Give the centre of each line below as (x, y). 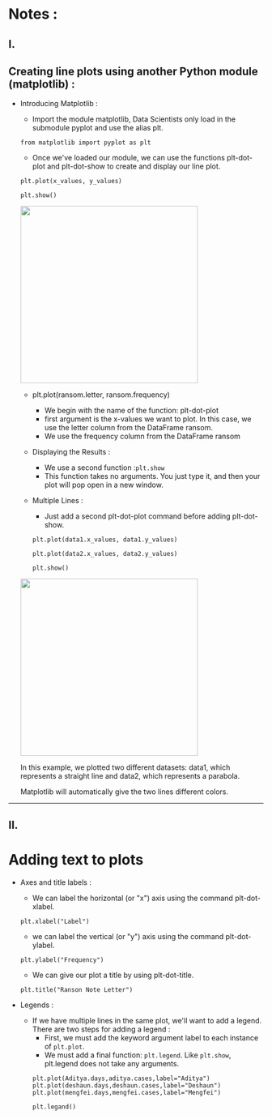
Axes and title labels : (55, 882)
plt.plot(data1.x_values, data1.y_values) (105, 540)
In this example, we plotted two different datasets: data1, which (125, 767)
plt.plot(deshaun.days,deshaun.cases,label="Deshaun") (126, 1085)
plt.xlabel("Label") (55, 921)
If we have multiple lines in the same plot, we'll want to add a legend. (147, 1020)
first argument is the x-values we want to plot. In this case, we (148, 419)
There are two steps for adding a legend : (101, 1029)
